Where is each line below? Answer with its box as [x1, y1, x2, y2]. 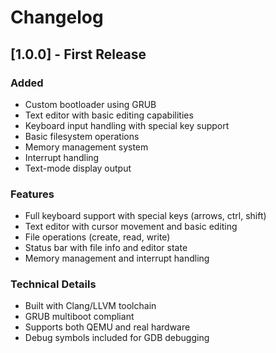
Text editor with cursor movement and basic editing [24, 221, 238, 233]
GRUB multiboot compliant [24, 311, 135, 323]
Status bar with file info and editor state [24, 242, 188, 254]
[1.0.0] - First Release [10, 46, 147, 63]
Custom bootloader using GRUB [24, 98, 157, 110]
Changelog [10, 6, 104, 29]
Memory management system [24, 141, 149, 153]
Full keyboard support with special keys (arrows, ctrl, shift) [24, 210, 267, 222]
